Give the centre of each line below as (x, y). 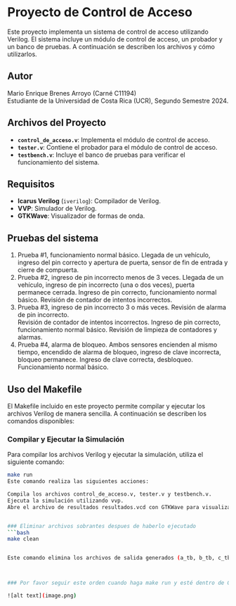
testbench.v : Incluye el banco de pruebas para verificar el (101, 155)
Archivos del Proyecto (57, 123)
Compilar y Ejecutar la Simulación (66, 439)
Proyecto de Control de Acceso (100, 12)
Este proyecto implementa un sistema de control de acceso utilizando (108, 32)
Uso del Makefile (45, 389)
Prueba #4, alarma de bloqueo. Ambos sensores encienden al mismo (117, 344)
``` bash (19, 533)
